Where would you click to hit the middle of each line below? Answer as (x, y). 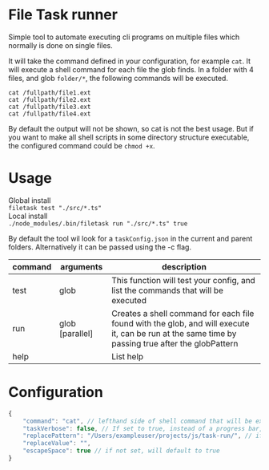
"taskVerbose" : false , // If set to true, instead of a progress (134, 428)
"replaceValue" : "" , (57, 444)
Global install (30, 200)
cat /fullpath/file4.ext (50, 114)
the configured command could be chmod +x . (82, 145)
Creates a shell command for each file (183, 313)
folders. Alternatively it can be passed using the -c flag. (100, 247)
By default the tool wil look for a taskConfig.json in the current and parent (130, 238)
